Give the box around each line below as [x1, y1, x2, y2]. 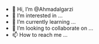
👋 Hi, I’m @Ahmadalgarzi [11, 6, 74, 12]
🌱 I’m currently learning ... [11, 18, 76, 25]
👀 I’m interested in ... [11, 12, 63, 19]
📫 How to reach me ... [11, 32, 68, 38]
